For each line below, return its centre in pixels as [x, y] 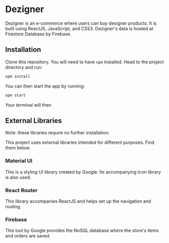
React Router [21, 190]
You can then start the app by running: [45, 86]
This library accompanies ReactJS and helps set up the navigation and [78, 201]
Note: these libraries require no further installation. [58, 133]
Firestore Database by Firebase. [38, 34]
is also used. [18, 177]
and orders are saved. [28, 236]
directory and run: [24, 67]
